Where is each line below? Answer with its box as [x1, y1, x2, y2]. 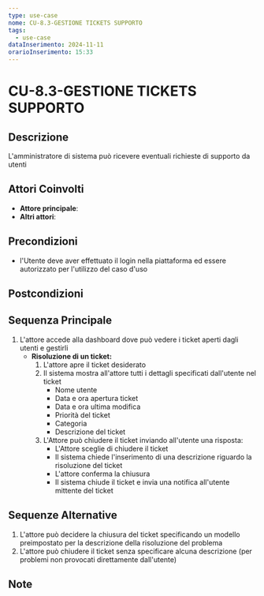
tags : [8, 26, 26, 34]
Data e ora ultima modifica [54, 402, 141, 411]
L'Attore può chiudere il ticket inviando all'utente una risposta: [43, 435, 244, 444]
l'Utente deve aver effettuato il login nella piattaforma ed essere [19, 256, 227, 265]
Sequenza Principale [8, 313, 113, 328]
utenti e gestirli [19, 343, 69, 352]
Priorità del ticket [54, 410, 110, 419]
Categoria [54, 418, 87, 428]
